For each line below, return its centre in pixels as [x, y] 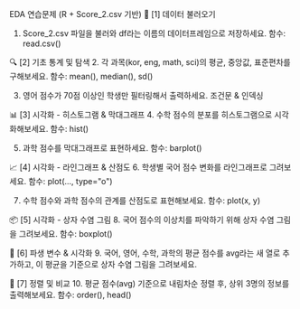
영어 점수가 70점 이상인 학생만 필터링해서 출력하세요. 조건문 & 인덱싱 [143, 95]
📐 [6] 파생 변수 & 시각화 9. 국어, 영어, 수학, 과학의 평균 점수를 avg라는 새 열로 [145, 253]
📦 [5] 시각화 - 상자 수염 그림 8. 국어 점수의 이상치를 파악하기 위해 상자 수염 [142, 220]
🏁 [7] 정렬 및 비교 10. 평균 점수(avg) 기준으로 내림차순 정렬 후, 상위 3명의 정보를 [150, 283]
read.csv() [42, 43]
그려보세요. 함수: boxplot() [66, 234]
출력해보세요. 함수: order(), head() [70, 295]
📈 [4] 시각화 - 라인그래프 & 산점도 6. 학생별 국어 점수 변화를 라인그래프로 [139, 167]
